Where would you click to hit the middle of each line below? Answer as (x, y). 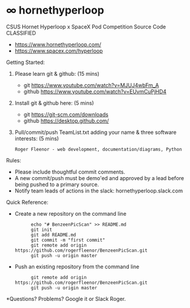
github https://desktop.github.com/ (66, 121)
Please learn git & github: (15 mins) (57, 73)
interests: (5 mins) (37, 138)
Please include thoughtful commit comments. (70, 172)
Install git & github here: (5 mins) (54, 103)
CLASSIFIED (21, 33)
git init (41, 230)
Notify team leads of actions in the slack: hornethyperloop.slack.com (99, 191)
